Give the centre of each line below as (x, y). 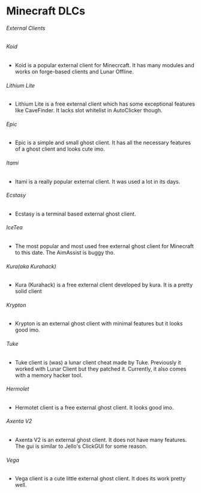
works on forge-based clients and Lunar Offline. (74, 71)
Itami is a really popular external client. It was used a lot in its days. (97, 181)
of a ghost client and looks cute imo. (60, 149)
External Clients (26, 28)
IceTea (14, 228)
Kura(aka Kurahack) (31, 266)
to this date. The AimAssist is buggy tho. (65, 253)
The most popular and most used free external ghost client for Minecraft (104, 246)
